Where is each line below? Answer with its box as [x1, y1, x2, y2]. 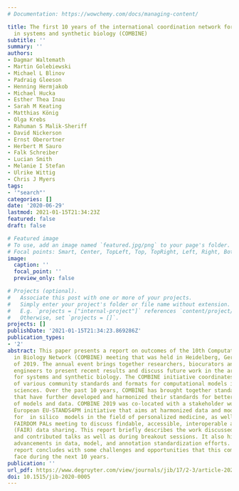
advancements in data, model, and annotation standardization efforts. [14, 440, 231, 448]
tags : [7, 182, 23, 190]
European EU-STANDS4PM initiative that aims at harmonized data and [14, 407, 221, 414]
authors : [7, 50, 33, 57]
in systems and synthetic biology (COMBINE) [14, 30, 148, 37]
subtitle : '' [7, 36, 46, 43]
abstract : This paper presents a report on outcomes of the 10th [7, 347, 205, 354]
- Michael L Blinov [7, 69, 65, 77]
